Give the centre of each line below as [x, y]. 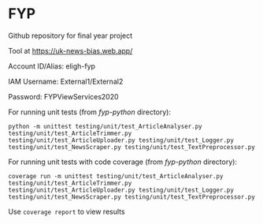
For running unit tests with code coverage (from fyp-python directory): [123, 162]
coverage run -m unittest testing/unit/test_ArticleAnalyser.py [116, 176]
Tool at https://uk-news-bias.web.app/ [70, 50]
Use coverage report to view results [67, 211]
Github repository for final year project [70, 35]
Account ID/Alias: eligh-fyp [52, 66]
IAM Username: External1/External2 [66, 81]
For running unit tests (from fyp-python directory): [90, 112]
